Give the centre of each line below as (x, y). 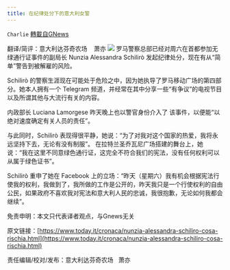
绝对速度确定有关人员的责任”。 (51, 120)
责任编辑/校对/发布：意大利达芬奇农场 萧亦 (69, 260)
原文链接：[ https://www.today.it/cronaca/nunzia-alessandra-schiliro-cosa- (113, 230)
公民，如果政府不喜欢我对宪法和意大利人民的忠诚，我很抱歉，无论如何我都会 (115, 192)
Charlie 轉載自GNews (38, 34)
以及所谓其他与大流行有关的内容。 (55, 98)
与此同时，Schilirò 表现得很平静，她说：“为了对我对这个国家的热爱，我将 (110, 135)
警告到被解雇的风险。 (46, 65)
